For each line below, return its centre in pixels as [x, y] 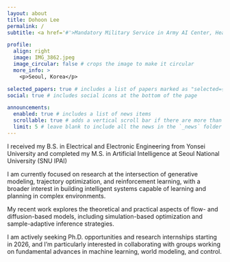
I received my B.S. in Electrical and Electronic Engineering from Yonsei [106, 146]
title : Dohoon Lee [33, 20]
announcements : [29, 108]
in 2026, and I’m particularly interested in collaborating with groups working [114, 244]
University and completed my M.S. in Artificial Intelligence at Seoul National [114, 153]
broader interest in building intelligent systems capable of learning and [107, 188]
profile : [20, 45]
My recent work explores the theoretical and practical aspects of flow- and [113, 209]
